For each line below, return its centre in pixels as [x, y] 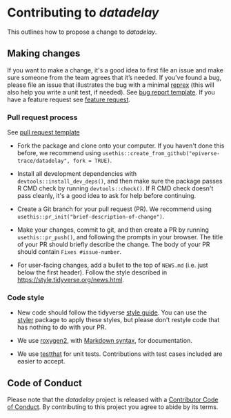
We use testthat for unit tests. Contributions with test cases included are [120, 354]
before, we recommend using [59, 153]
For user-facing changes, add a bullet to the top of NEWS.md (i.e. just [112, 265]
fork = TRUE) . [92, 161]
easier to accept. [41, 361]
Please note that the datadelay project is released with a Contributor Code [113, 400]
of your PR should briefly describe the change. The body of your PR [113, 245]
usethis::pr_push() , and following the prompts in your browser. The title [120, 237]
